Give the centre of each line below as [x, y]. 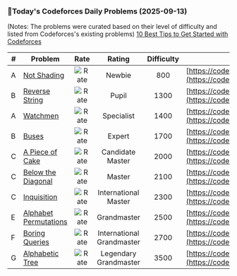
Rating [119, 59]
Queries [36, 242]
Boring [34, 234]
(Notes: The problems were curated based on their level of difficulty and [112, 27]
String [33, 100]
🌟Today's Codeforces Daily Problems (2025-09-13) [97, 11]
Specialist [119, 116]
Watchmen [41, 116]
